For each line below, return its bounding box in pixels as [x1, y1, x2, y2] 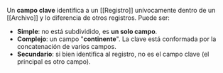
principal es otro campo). [16, 57, 91, 66]
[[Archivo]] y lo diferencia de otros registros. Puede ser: [6, 13, 170, 22]
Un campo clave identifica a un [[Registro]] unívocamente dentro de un [6, 6, 216, 14]
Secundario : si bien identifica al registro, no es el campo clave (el [16, 50, 210, 58]
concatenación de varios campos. [16, 43, 116, 50]
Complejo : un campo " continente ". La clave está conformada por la [16, 35, 217, 43]
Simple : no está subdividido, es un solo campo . [16, 28, 158, 35]
